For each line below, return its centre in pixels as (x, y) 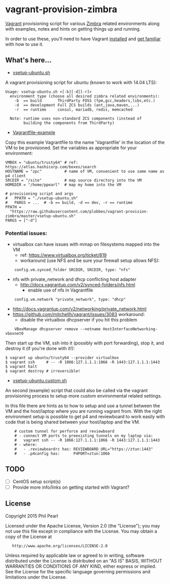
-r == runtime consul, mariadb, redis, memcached (74, 110)
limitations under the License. (36, 577)
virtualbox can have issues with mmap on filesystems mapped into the (86, 244)
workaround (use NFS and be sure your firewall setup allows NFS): (90, 260)
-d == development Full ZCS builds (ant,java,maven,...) (77, 105)
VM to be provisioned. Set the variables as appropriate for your (71, 148)
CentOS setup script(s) (37, 481)
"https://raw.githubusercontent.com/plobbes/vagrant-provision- (79, 211)
